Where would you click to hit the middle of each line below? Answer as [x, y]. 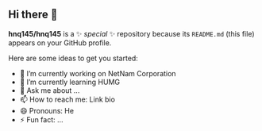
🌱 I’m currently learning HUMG [70, 82]
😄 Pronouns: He [46, 110]
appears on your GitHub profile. [60, 42]
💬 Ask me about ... [50, 90]
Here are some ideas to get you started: [73, 58]
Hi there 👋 [33, 15]
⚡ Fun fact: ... [41, 119]
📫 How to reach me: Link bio [67, 99]
